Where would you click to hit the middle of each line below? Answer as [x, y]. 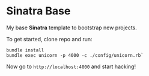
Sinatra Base [38, 11]
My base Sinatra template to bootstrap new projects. [71, 28]
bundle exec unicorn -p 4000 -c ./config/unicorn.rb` [75, 55]
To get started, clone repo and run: [49, 39]
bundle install [25, 50]
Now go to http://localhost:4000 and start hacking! [71, 66]
